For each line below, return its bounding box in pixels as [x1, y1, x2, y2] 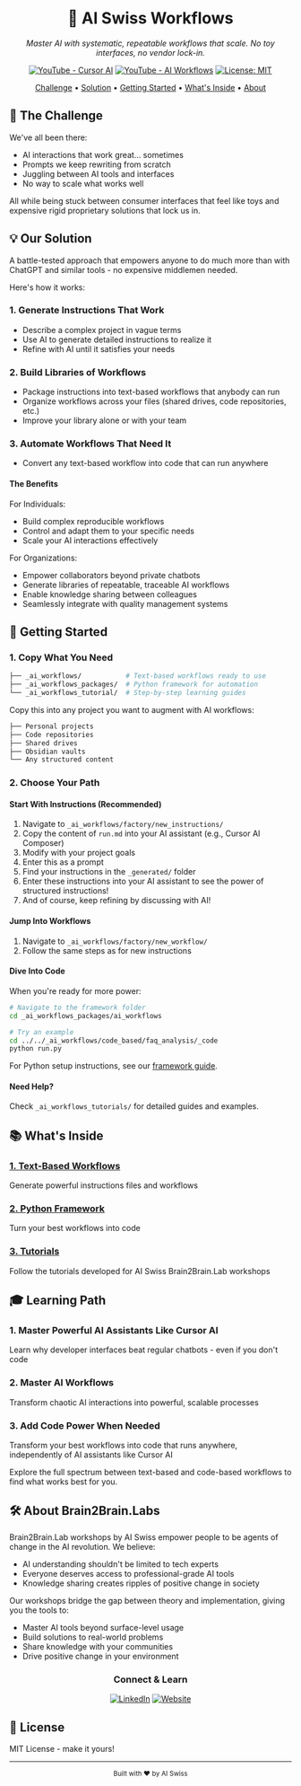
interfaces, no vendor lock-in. [95, 47, 206, 57]
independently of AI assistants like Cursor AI [9, 1449, 173, 1460]
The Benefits [9, 479, 58, 489]
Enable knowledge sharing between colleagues [21, 588, 197, 600]
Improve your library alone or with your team [21, 415, 187, 426]
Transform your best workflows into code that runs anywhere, [9, 1440, 238, 1451]
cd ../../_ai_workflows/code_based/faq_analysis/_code [9, 1036, 219, 1045]
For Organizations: [9, 552, 78, 563]
